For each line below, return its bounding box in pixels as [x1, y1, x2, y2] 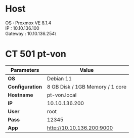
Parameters [11, 66, 39, 73]
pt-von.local [47, 91, 77, 99]
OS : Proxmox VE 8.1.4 [5, 20, 52, 26]
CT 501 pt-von [5, 49, 67, 60]
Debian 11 [47, 75, 72, 82]
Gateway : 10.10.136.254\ [5, 30, 57, 36]
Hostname [8, 91, 33, 99]
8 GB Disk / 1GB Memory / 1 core [47, 83, 127, 90]
